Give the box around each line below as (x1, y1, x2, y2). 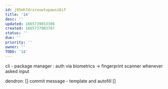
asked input (5, 68, 30, 74)
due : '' (5, 35, 22, 40)
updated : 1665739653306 (5, 21, 55, 26)
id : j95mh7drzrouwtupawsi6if (5, 7, 66, 12)
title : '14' (5, 12, 30, 17)
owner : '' (5, 44, 26, 49)
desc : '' (5, 16, 24, 21)
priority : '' (5, 40, 33, 45)
